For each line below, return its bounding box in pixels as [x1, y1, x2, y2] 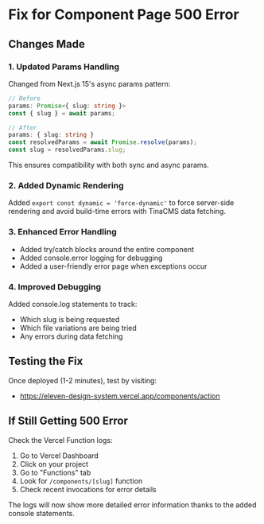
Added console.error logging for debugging [19, 253, 163, 262]
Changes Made [8, 37, 85, 51]
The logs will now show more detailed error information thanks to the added [8, 499, 257, 510]
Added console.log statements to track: [8, 299, 138, 309]
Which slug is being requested [19, 314, 120, 324]
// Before [8, 94, 41, 103]
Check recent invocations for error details [19, 484, 157, 494]
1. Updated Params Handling [8, 61, 120, 72]
